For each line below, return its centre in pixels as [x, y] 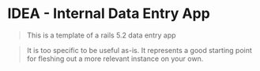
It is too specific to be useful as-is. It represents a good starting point [139, 50]
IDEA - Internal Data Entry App [109, 14]
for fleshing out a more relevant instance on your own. [115, 59]
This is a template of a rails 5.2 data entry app [101, 35]
